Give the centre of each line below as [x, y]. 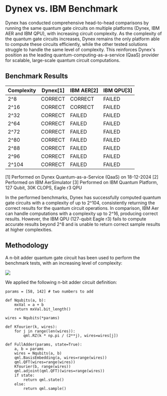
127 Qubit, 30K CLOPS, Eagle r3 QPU [44, 188]
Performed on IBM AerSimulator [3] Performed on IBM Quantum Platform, [82, 182]
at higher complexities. [29, 230]
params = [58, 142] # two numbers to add [49, 291]
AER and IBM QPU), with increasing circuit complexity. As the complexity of [84, 33]
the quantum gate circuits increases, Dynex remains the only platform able [82, 39]
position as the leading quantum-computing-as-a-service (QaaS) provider [82, 55]
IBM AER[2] [84, 90]
